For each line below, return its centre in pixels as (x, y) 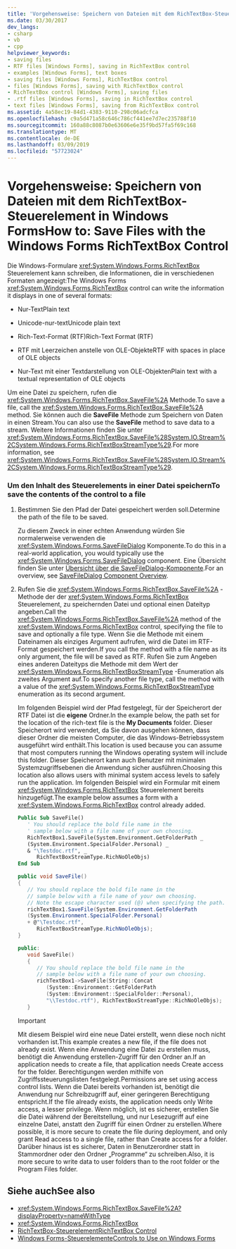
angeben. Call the (42, 612)
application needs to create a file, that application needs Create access (120, 1064)
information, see (31, 452)
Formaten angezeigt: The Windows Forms (67, 280)
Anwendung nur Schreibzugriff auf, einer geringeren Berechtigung (113, 1094)
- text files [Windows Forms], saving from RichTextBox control (103, 106)
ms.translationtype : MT (42, 132)
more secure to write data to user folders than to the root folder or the (118, 1161)
